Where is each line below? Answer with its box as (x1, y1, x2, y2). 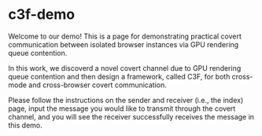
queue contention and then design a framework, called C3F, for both (8, 72, 231, 81)
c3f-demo (8, 6, 76, 24)
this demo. (8, 120, 43, 130)
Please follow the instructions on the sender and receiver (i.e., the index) (8, 95, 244, 105)
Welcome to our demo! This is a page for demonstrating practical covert (8, 31, 242, 41)
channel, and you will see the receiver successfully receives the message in (8, 112, 254, 121)
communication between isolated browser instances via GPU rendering (8, 39, 239, 49)
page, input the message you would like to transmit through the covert (8, 104, 236, 113)
